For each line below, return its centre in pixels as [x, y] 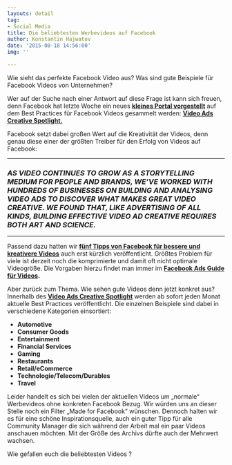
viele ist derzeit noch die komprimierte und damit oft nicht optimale [103, 261]
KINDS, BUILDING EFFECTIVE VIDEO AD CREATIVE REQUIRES [112, 216]
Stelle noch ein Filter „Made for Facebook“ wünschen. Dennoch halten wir [112, 411]
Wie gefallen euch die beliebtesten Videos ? [70, 454]
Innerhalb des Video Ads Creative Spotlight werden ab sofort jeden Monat [114, 296]
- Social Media [29, 26]
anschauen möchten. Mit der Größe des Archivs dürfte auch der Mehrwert [113, 433]
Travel [27, 383]
